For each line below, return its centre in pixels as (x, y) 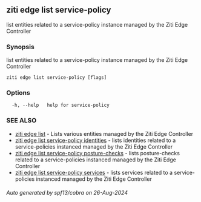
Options (18, 93)
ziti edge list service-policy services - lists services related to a (94, 172)
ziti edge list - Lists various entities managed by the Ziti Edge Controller (104, 133)
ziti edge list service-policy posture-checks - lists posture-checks (97, 153)
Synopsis (20, 47)
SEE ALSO (21, 121)
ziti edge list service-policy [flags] (57, 78)
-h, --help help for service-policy (61, 106)
